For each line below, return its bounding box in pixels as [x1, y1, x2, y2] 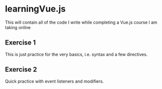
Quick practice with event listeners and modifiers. [5, 78, 104, 84]
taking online [5, 24, 31, 30]
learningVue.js [5, 3, 66, 15]
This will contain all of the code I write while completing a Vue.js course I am [5, 19, 158, 25]
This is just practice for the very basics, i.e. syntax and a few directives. [5, 51, 148, 57]
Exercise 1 [5, 39, 36, 47]
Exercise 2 [5, 65, 37, 74]
